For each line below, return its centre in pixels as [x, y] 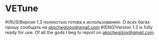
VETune [22, 9]
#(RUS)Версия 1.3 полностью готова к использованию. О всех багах [78, 22]
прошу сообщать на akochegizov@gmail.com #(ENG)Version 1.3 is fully [79, 27]
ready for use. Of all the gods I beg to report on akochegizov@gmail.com [79, 32]
